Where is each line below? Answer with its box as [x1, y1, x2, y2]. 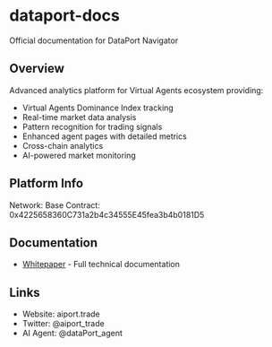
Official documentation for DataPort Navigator [9, 35, 179, 46]
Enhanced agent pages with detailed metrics [21, 131, 188, 142]
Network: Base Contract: [9, 199, 100, 211]
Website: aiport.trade [21, 308, 100, 319]
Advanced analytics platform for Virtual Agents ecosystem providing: [9, 84, 264, 95]
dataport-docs [9, 5, 121, 26]
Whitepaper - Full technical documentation [21, 259, 181, 270]
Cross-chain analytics [21, 140, 104, 151]
